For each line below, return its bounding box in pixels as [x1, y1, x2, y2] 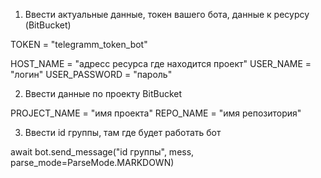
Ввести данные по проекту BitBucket [24, 88, 183, 99]
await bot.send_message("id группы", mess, [10, 146, 195, 158]
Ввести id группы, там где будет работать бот [24, 127, 222, 138]
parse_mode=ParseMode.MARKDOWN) [10, 157, 175, 168]
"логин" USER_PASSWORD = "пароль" [10, 69, 173, 80]
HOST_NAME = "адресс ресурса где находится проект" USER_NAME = [10, 58, 312, 69]
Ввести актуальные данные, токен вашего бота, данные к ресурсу [24, 9, 310, 20]
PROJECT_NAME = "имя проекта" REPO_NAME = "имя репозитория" [10, 107, 302, 119]
